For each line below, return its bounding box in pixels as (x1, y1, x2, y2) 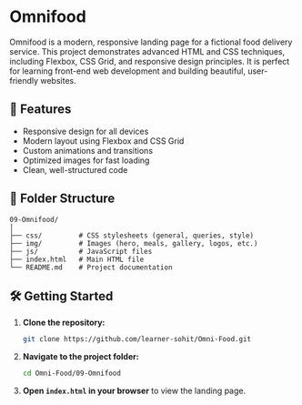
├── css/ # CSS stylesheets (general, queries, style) (9, 230, 255, 240)
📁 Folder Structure (9, 191, 116, 207)
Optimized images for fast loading (22, 155, 150, 166)
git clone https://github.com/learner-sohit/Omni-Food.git (22, 335, 252, 344)
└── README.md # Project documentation (9, 262, 173, 272)
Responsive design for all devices (22, 126, 149, 137)
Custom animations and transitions (22, 145, 153, 156)
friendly (9, 75, 39, 86)
